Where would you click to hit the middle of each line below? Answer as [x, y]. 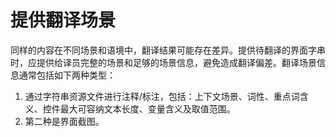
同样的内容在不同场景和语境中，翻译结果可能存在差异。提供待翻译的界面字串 [168, 50]
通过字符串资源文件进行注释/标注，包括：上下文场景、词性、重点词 [162, 96]
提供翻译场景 [63, 20]
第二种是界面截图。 [64, 121]
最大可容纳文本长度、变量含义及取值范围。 [147, 108]
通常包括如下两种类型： [67, 75]
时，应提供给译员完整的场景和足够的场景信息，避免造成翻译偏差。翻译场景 [163, 62]
